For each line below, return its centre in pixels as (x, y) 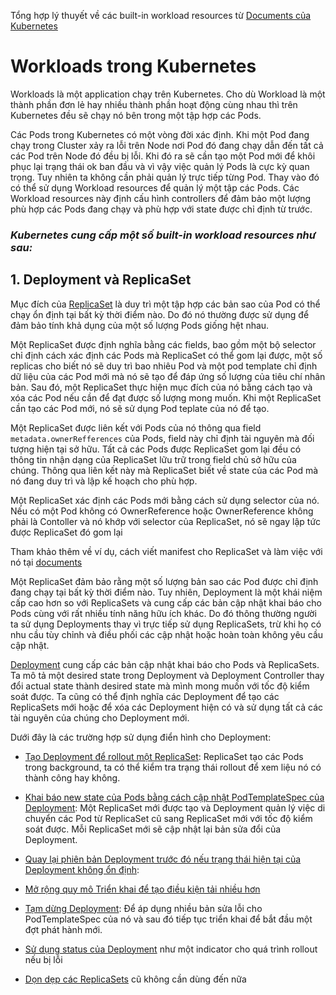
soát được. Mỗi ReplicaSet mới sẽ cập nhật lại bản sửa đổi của (153, 829)
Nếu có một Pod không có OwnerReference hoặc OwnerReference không (162, 511)
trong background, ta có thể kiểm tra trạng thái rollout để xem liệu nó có (173, 767)
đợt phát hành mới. (63, 929)
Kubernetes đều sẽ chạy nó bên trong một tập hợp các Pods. (136, 115)
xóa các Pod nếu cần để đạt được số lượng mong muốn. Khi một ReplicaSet (166, 397)
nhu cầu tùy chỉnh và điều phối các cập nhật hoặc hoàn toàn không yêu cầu (167, 634)
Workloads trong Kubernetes (133, 66)
